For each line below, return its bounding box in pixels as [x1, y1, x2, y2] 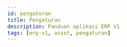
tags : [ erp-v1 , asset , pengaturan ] [7, 29, 111, 37]
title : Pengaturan [7, 17, 61, 23]
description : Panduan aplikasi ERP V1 [7, 23, 120, 30]
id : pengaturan [7, 10, 52, 17]
